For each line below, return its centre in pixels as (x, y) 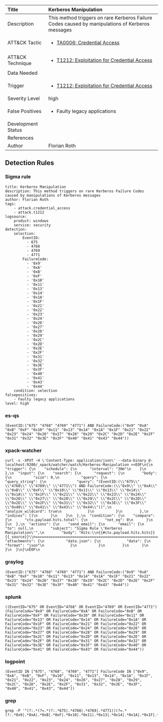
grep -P (13, 711)
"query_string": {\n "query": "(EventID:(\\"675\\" (72, 482)
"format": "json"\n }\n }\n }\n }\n (77, 545)
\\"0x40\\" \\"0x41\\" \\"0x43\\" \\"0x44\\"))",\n (58, 507)
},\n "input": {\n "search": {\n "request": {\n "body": (81, 473)
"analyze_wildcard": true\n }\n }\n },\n (77, 511)
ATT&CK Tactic (25, 42)
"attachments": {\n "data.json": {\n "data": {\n (78, 541)
